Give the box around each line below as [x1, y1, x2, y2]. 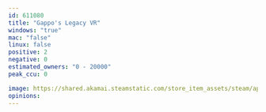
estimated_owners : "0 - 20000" [8, 63, 112, 71]
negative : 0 [8, 56, 47, 64]
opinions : [8, 91, 41, 99]
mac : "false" [8, 33, 51, 42]
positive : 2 [8, 48, 47, 56]
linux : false [8, 41, 51, 49]
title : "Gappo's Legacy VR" [8, 19, 101, 27]
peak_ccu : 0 [8, 70, 47, 78]
